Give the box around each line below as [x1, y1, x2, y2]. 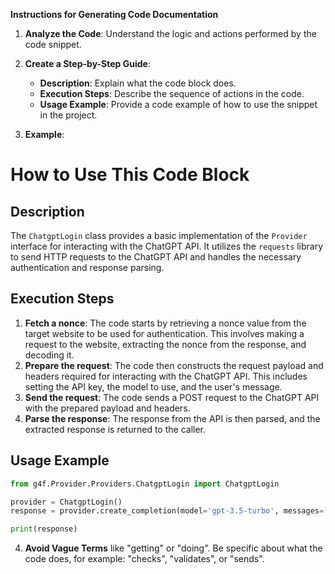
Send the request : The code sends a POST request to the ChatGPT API [24, 391, 320, 403]
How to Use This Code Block [10, 164, 250, 186]
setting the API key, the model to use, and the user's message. [24, 380, 283, 393]
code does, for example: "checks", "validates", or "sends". [24, 553, 265, 565]
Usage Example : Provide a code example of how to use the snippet [39, 99, 318, 110]
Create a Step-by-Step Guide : [24, 58, 151, 69]
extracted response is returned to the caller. [24, 423, 207, 435]
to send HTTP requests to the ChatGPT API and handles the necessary [10, 251, 302, 263]
